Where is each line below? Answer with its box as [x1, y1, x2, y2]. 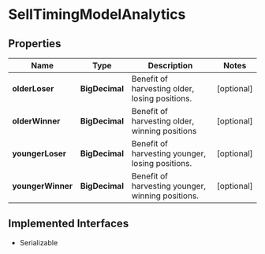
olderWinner [12, 116, 61, 127]
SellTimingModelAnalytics [8, 6, 186, 24]
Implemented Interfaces [8, 217, 129, 230]
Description [147, 61, 193, 71]
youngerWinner [12, 181, 73, 191]
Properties [8, 37, 62, 50]
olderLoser [12, 83, 54, 94]
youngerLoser [12, 148, 67, 159]
